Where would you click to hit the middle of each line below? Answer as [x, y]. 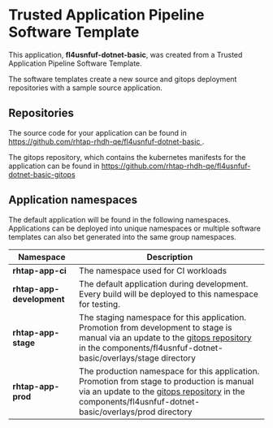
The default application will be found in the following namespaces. [119, 219]
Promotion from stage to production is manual [166, 381]
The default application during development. [163, 283]
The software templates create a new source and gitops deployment [123, 79]
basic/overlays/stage [119, 357]
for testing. [99, 304]
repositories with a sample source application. [85, 88]
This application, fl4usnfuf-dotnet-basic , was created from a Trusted [126, 54]
